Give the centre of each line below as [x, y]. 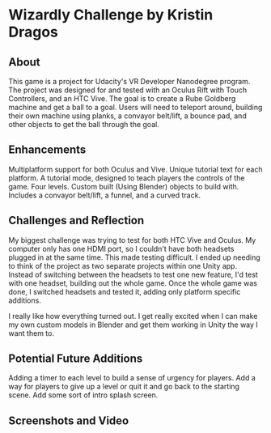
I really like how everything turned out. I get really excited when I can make [133, 316]
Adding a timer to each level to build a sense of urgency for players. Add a [132, 378]
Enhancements [47, 150]
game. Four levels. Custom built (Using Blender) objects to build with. [124, 186]
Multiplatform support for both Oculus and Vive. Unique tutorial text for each [135, 169]
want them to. [32, 333]
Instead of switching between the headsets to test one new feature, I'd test [133, 274]
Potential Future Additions [76, 359]
